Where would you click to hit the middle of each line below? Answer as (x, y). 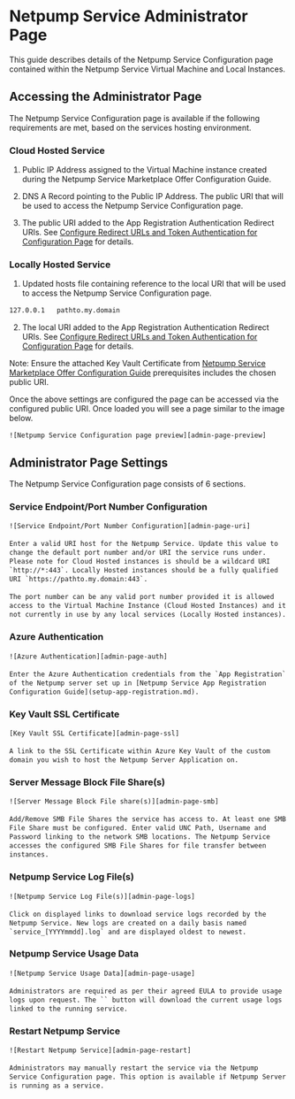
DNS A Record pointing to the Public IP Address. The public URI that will (153, 196)
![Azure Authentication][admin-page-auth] (88, 657)
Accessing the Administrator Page (106, 97)
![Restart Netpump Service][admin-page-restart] (100, 1050)
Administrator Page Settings (89, 462)
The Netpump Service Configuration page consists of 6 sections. (127, 484)
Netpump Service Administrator (129, 16)
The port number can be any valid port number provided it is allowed (142, 597)
